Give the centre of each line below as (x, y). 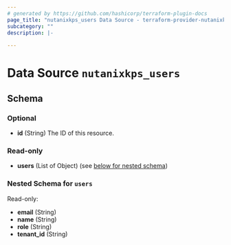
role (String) (34, 226)
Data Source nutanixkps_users (94, 73)
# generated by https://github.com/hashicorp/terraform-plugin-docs (107, 13)
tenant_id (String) (42, 234)
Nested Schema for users (50, 184)
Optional (22, 118)
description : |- (30, 33)
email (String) (37, 212)
